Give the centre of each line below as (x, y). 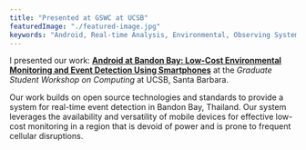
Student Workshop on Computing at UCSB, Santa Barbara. (119, 80)
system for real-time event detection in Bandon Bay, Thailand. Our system (148, 107)
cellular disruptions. (46, 136)
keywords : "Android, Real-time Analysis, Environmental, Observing (140, 35)
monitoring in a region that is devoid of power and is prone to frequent (159, 126)
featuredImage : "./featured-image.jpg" (85, 26)
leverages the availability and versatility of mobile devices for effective (142, 117)
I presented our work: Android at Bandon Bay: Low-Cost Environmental (146, 61)
